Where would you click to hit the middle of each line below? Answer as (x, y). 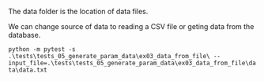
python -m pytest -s (42, 50)
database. (25, 35)
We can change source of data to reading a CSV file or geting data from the (131, 26)
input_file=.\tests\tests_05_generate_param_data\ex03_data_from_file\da (132, 63)
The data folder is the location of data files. (78, 11)
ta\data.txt (28, 70)
